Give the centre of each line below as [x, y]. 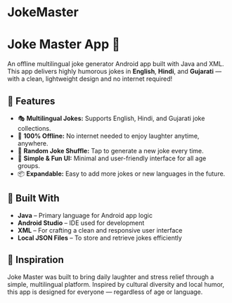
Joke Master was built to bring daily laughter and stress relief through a [111, 277]
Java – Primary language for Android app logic [85, 215]
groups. [29, 165]
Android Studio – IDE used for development [81, 223]
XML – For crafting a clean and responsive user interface [100, 230]
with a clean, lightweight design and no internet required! [90, 79]
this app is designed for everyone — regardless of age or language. [105, 292]
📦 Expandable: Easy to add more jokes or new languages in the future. [121, 174]
